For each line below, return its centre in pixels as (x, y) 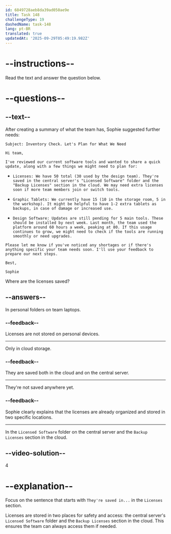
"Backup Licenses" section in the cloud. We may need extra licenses (88, 185)
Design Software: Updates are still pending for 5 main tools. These (88, 218)
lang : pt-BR (18, 29)
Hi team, (15, 153)
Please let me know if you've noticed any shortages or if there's (78, 245)
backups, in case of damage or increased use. (63, 208)
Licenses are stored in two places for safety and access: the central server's (85, 516)
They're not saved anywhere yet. (40, 387)
